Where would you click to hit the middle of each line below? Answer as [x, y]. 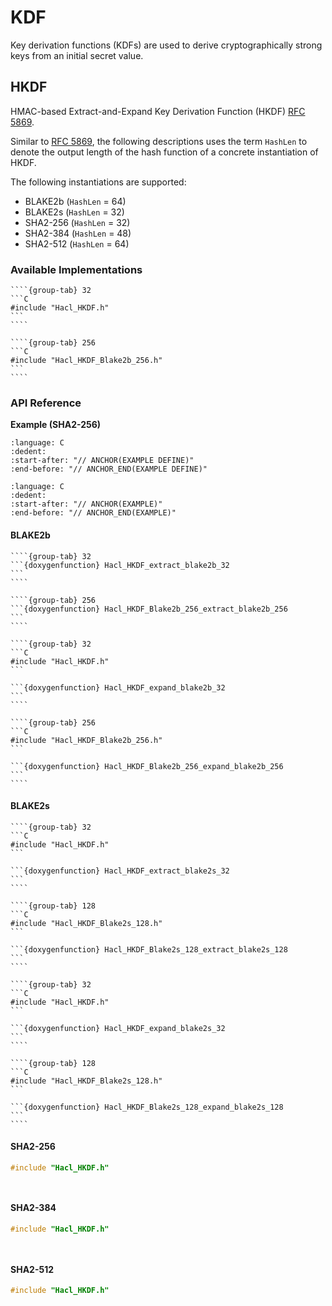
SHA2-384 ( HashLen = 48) [78, 233]
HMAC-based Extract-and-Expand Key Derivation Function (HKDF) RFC [158, 111]
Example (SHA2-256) [56, 425]
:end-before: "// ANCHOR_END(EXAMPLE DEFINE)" [109, 469]
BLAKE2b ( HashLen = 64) [75, 201]
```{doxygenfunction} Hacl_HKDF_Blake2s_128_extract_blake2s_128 [149, 949]
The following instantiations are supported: [98, 182]
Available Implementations [76, 269]
